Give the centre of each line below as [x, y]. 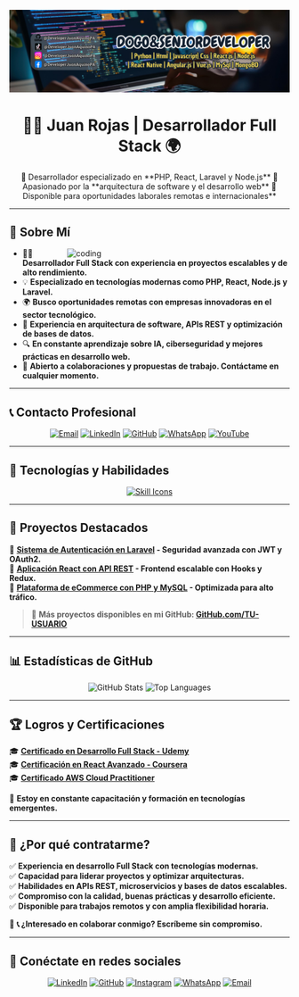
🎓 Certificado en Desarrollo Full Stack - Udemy [99, 752]
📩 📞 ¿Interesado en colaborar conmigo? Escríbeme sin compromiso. [136, 924]
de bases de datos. [58, 334]
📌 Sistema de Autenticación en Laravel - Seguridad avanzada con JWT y [146, 549]
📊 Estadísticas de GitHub [81, 661]
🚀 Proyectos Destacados [79, 528]
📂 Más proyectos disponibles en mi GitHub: [113, 614]
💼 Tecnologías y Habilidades [89, 470]
